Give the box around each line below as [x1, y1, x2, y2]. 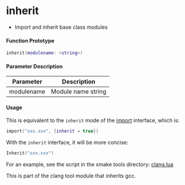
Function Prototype [6, 37, 55, 44]
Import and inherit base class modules [14, 23, 108, 31]
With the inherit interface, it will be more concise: [6, 139, 128, 146]
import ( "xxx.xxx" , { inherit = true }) [6, 128, 99, 134]
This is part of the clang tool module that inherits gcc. [6, 172, 136, 180]
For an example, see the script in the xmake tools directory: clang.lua [6, 161, 174, 168]
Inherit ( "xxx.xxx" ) [6, 150, 54, 156]
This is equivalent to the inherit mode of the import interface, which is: [6, 117, 180, 124]
